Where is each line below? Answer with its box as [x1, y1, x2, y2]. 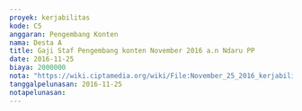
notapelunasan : [9, 88, 67, 97]
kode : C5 [9, 21, 42, 30]
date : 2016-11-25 [9, 55, 75, 64]
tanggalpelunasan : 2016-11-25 [9, 80, 123, 89]
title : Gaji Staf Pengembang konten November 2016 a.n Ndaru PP [9, 47, 255, 55]
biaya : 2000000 [9, 64, 67, 73]
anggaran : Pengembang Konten [9, 30, 119, 38]
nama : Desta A [9, 38, 63, 47]
